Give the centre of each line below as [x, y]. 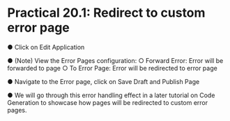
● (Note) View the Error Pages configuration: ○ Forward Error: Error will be [115, 60]
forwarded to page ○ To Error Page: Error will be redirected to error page [112, 68]
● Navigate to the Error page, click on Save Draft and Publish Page [103, 81]
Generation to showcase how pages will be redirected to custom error [108, 102]
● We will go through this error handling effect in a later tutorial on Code [111, 95]
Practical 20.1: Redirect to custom [106, 13]
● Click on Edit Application [46, 47]
